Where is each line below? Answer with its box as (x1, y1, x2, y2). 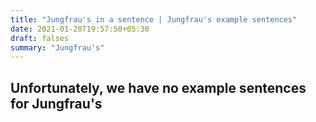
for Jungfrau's (10, 95, 103, 112)
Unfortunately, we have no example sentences (10, 79, 307, 96)
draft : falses (10, 33, 70, 43)
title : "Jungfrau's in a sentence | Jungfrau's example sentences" (10, 14, 298, 25)
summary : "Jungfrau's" (10, 42, 105, 53)
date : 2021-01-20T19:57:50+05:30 (10, 24, 150, 34)
